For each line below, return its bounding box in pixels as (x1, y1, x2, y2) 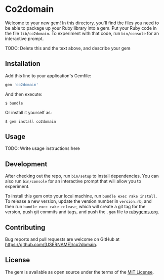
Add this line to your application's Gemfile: (5, 73, 91, 79)
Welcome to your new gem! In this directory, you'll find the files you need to (5, 20, 159, 26)
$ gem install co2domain (5, 119, 56, 124)
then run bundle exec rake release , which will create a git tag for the (5, 204, 146, 210)
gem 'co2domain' (5, 82, 39, 87)
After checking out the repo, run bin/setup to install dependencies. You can (5, 173, 159, 179)
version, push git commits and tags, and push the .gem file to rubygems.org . (5, 209, 160, 215)
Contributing (5, 223, 45, 232)
